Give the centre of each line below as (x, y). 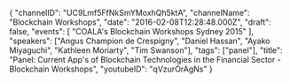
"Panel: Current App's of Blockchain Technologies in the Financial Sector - (145, 60)
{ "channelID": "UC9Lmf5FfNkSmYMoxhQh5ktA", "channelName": (129, 13)
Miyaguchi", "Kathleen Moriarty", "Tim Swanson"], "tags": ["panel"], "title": (146, 50)
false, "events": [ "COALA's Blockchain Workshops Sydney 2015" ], (132, 31)
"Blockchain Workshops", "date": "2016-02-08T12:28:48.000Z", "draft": (141, 22)
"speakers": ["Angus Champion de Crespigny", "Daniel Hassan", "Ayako (140, 41)
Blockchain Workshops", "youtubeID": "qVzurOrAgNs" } (111, 69)
